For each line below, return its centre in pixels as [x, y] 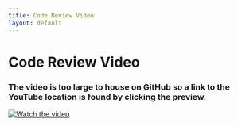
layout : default [35, 23]
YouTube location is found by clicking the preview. [107, 97]
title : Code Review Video [51, 15]
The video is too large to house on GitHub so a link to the [119, 86]
